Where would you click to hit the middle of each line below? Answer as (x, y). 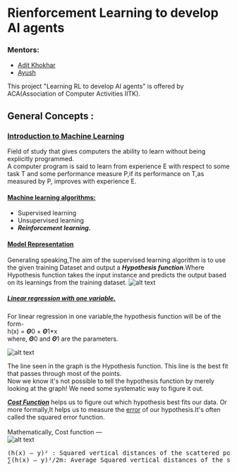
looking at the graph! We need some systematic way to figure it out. (106, 388)
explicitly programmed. (41, 159)
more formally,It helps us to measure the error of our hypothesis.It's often (114, 409)
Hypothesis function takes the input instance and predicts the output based (117, 275)
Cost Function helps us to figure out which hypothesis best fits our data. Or (117, 402)
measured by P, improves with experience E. (72, 182)
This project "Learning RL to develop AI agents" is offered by (96, 87)
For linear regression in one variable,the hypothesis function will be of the (114, 316)
